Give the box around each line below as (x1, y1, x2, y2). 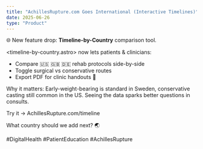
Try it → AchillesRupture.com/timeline (6, 110, 100, 117)
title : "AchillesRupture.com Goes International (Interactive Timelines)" (6, 8, 199, 15)
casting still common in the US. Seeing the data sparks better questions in (6, 92, 190, 99)
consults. (6, 98, 29, 106)
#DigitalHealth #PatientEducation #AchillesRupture (6, 136, 133, 143)
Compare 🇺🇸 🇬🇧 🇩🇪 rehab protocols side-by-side (14, 60, 145, 68)
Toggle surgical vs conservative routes (14, 67, 112, 74)
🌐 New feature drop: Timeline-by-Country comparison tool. (6, 37, 157, 44)
